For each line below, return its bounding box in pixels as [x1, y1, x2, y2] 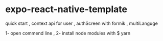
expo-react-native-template [5, 4, 128, 15]
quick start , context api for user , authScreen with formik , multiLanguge [5, 20, 158, 26]
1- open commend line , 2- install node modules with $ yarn [5, 30, 131, 36]
